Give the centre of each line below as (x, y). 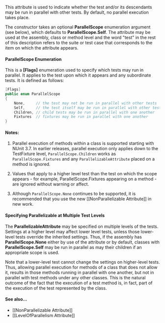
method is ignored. (31, 164)
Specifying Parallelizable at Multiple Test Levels (55, 215)
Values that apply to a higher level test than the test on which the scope (84, 174)
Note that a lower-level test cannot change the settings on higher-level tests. (82, 262)
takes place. (17, 17)
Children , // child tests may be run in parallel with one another (84, 112)
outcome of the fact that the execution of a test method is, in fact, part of (79, 283)
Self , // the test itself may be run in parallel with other (82, 108)
